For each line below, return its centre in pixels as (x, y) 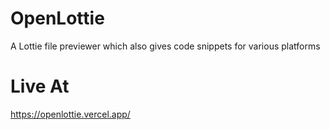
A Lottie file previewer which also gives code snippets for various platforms (165, 46)
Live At (40, 86)
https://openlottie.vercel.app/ (70, 114)
